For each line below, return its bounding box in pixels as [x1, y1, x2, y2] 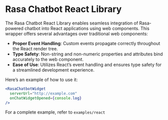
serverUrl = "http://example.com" [10, 91, 78, 96]
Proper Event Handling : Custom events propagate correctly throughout [12, 40, 160, 46]
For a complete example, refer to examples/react [5, 109, 105, 115]
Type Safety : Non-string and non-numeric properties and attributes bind [12, 51, 163, 57]
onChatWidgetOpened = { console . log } [10, 95, 82, 100]
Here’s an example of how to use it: [5, 76, 78, 82]
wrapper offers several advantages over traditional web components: [5, 30, 148, 36]
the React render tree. [12, 45, 58, 51]
